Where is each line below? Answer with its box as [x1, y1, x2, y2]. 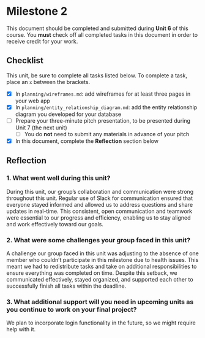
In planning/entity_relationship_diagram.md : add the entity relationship [15, 103, 198, 111]
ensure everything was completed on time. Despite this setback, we [6, 269, 177, 277]
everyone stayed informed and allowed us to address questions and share [6, 201, 193, 208]
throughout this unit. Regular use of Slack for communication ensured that [6, 194, 193, 202]
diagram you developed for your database [15, 110, 121, 118]
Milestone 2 [6, 4, 68, 18]
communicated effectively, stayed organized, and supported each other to [6, 276, 194, 283]
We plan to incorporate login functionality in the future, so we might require [6, 319, 196, 326]
